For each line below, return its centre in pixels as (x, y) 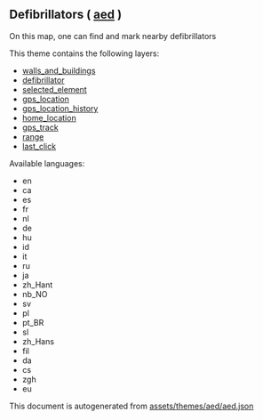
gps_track (40, 127)
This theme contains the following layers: (84, 53)
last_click (39, 146)
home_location (49, 117)
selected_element (54, 89)
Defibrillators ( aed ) (66, 15)
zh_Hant (37, 285)
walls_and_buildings (59, 70)
